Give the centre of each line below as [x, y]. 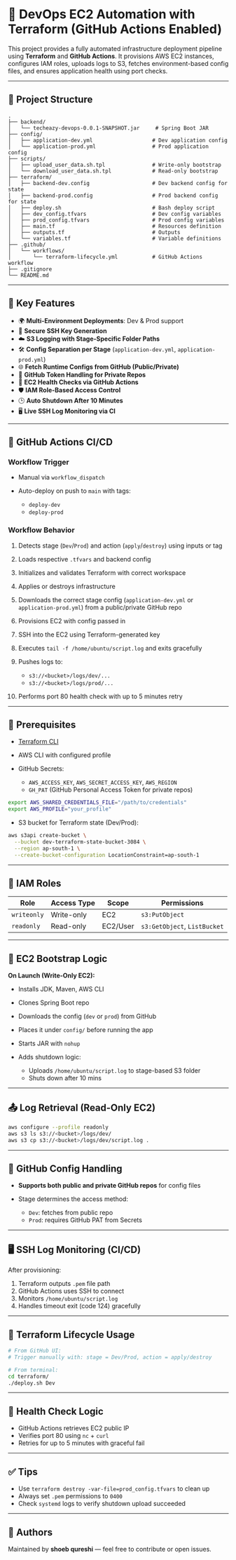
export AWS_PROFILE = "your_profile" [60, 809]
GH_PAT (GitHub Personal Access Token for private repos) [111, 790]
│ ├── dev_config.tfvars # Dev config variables [114, 214]
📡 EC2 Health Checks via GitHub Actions [78, 382]
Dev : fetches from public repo [71, 1213]
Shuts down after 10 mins [65, 1078]
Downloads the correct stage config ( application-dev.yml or [106, 599]
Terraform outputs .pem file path [64, 1284]
